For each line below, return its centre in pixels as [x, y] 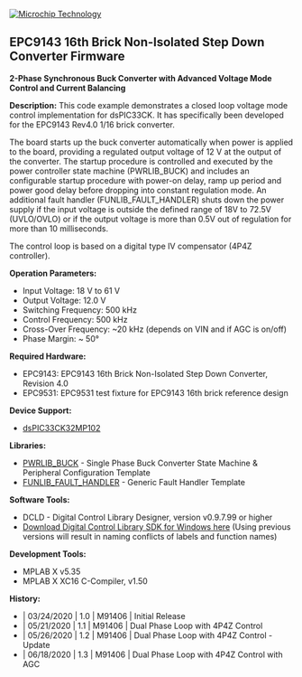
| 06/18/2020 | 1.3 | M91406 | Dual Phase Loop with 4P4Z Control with [152, 654]
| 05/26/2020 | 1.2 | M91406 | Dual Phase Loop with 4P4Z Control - [147, 635]
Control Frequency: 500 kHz [75, 319]
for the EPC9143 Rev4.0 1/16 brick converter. [92, 124]
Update [36, 644]
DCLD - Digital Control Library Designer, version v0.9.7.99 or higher [147, 517]
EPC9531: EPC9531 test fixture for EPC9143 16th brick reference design [155, 392]
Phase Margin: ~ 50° [60, 338]
